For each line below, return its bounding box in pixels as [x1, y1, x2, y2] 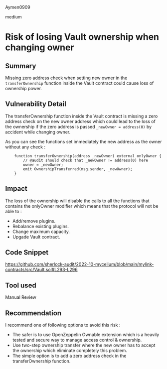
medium [5, 14, 22, 19]
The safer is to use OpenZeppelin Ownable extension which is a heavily [12, 332, 160, 338]
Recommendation [5, 309, 61, 317]
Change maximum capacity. [12, 229, 70, 235]
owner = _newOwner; [23, 162, 64, 167]
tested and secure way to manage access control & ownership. [12, 337, 142, 343]
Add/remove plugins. [12, 218, 56, 224]
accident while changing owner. [5, 129, 71, 135]
